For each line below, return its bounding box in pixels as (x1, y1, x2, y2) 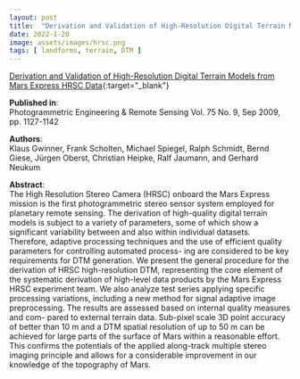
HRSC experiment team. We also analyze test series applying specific (9, 284, 265, 294)
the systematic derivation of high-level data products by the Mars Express (9, 274, 282, 285)
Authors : (9, 134, 43, 144)
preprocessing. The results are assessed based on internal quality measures (9, 302, 291, 313)
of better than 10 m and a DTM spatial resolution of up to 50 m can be (9, 322, 265, 333)
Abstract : (9, 179, 46, 190)
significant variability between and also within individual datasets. (9, 227, 251, 237)
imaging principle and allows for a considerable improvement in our (9, 350, 257, 361)
